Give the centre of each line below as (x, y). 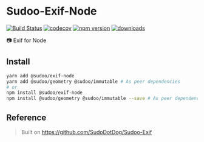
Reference (26, 117)
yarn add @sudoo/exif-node (40, 76)
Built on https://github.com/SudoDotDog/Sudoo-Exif (87, 132)
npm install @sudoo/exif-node (45, 93)
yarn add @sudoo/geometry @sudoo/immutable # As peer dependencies (93, 81)
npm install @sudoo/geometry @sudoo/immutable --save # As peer (89, 99)
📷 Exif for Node (26, 40)
